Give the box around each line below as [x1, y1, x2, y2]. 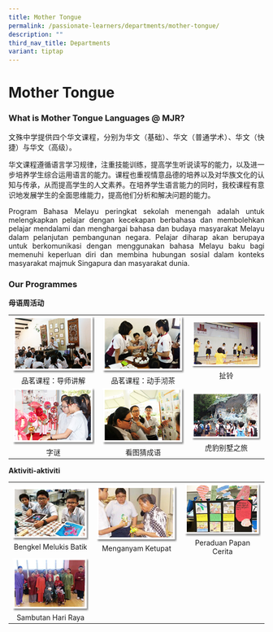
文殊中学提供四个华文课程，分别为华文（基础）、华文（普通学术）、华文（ [8, 132, 258, 142]
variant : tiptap [8, 47, 63, 56]
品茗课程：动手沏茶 [110, 375, 176, 386]
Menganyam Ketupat [101, 543, 172, 553]
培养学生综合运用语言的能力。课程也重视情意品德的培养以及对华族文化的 [15, 169, 258, 179]
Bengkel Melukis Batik [13, 542, 88, 552]
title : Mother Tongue [8, 13, 82, 21]
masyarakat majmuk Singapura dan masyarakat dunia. [8, 258, 190, 268]
